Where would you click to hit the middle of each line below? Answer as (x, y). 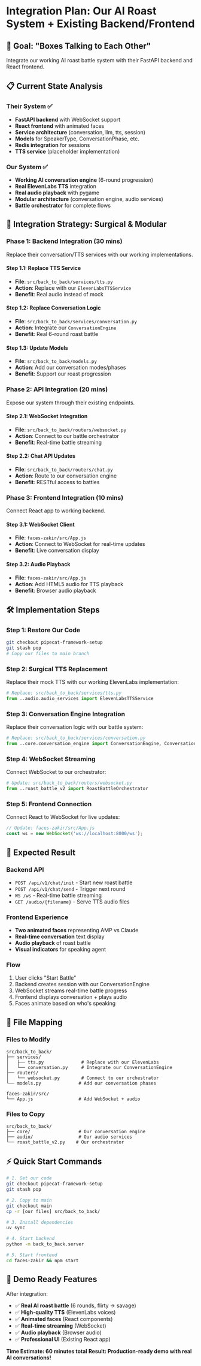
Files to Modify (28, 1039)
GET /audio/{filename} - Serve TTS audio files (72, 902)
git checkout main (29, 1206)
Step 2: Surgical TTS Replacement (57, 669)
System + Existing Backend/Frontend (100, 24)
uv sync (16, 1228)
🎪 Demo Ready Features (52, 1279)
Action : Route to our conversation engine (66, 476)
